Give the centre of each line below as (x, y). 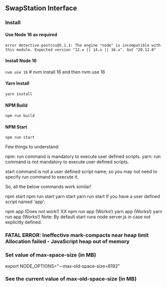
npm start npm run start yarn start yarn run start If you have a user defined (82, 197)
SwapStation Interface (41, 8)
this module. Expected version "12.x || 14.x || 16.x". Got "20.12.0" (81, 50)
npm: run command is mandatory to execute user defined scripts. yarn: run (83, 157)
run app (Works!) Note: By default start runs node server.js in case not (78, 217)
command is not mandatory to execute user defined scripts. (67, 162)
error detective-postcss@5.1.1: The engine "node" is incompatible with (83, 45)
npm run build (20, 116)
